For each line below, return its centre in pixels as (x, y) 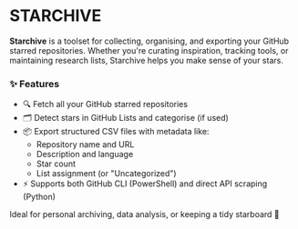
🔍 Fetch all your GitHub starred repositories (105, 105)
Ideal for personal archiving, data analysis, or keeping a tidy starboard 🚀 (144, 214)
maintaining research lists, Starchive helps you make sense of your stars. (147, 60)
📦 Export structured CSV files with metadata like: (116, 132)
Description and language (85, 154)
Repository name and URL (85, 144)
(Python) (39, 197)
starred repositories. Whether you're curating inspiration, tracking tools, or (149, 50)
